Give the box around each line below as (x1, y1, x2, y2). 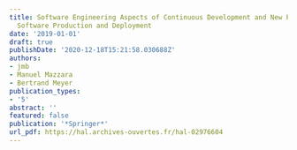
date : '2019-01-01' (9, 29, 81, 38)
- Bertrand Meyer (9, 79, 73, 87)
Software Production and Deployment (17, 21, 152, 30)
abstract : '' (9, 103, 57, 112)
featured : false (9, 111, 69, 120)
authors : (9, 54, 42, 63)
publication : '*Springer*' (9, 120, 109, 129)
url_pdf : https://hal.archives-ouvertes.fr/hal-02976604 (9, 128, 224, 137)
